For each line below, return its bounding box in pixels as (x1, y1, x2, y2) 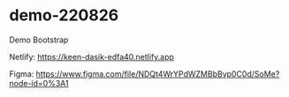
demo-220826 (9, 5, 119, 26)
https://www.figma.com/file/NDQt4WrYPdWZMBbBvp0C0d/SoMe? (35, 68, 280, 79)
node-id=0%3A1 (9, 78, 69, 88)
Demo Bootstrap (9, 34, 69, 45)
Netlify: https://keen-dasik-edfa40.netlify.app (9, 51, 175, 62)
